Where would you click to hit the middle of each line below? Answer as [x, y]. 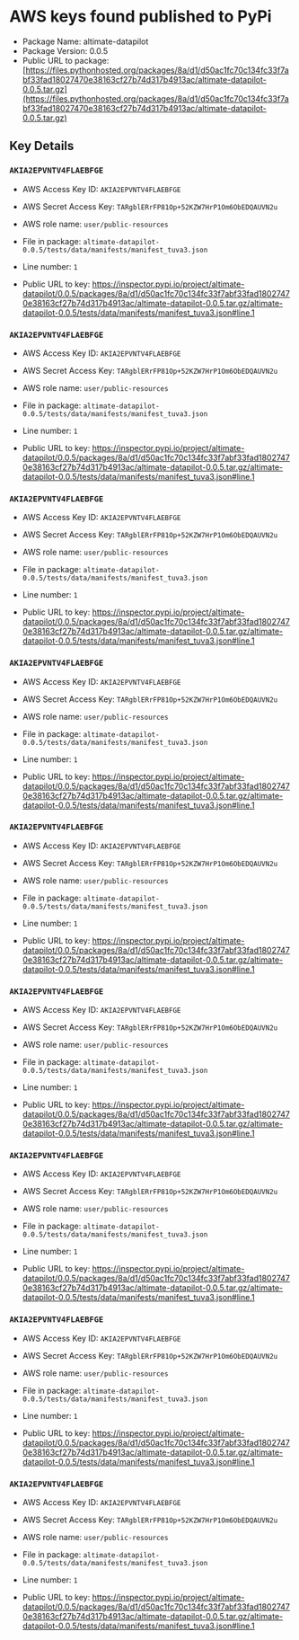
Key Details [42, 146]
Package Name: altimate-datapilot [85, 41]
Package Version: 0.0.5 [65, 50]
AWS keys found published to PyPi [141, 17]
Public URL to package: [66, 60]
